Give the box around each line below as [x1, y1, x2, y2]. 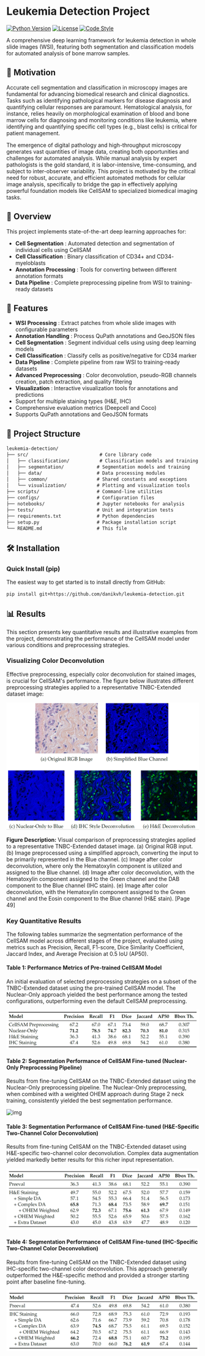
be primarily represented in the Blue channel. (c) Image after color [6, 855, 173, 863]
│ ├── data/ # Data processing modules [6, 470, 166, 477]
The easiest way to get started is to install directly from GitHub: [6, 578, 166, 586]
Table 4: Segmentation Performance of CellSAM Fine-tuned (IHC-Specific [6, 1238, 198, 1245]
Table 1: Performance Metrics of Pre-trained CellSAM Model [6, 964, 162, 971]
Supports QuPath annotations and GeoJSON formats [15, 410, 149, 418]
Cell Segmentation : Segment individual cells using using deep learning [15, 339, 196, 347]
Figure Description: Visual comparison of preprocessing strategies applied [6, 836, 196, 843]
